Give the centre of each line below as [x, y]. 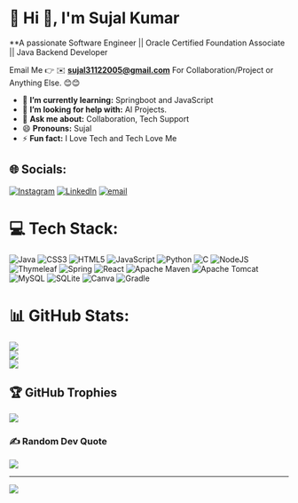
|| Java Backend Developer [59, 52]
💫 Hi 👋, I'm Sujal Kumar [94, 18]
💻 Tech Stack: [64, 228]
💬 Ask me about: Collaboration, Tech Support [106, 118]
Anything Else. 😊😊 [45, 83]
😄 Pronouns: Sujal [57, 128]
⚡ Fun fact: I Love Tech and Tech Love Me [99, 138]
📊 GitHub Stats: [70, 315]
